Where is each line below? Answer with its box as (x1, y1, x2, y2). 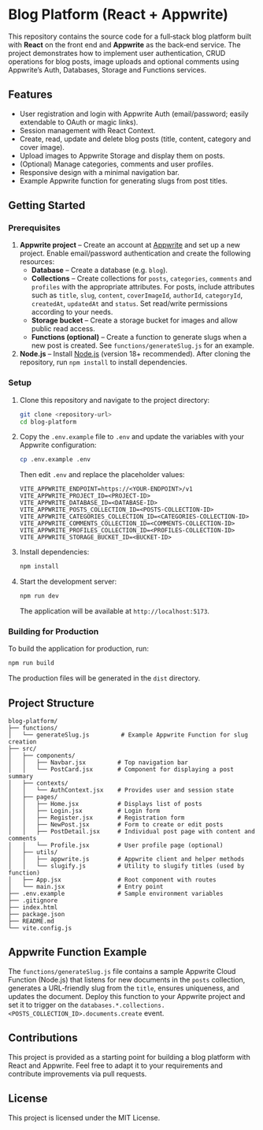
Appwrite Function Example (8, 945, 147, 959)
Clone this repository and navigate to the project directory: (19, 395, 210, 405)
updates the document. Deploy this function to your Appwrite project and (8, 991, 246, 1001)
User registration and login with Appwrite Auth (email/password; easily (19, 109, 250, 118)
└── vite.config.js (8, 924, 72, 932)
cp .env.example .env (19, 456, 91, 464)
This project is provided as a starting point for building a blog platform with (8, 1052, 250, 1061)
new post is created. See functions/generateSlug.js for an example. (31, 341, 254, 350)
